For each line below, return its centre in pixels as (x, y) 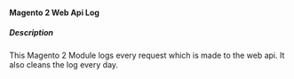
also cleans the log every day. (64, 64)
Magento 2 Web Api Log (55, 12)
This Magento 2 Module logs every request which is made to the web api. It (147, 55)
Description (32, 33)
